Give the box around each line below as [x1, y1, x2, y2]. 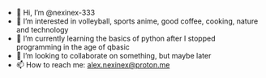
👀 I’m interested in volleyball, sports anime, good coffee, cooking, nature [15, 16, 259, 26]
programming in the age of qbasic [15, 42, 130, 52]
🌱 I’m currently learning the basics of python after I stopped [15, 33, 216, 43]
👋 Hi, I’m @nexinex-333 [15, 8, 96, 17]
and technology [15, 25, 69, 34]
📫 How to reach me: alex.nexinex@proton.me [15, 60, 170, 69]
